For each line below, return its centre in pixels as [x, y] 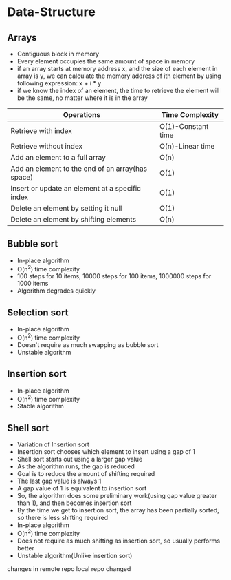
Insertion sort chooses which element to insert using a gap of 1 [106, 452]
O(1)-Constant [184, 126]
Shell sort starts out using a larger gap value [80, 459]
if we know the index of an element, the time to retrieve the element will [118, 91]
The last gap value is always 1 [59, 481]
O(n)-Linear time [187, 146]
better [25, 548]
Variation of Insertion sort [53, 444]
